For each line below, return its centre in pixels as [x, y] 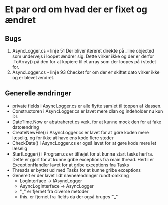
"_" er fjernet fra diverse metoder [54, 191]
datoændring [25, 127]
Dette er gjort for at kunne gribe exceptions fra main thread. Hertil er [83, 159]
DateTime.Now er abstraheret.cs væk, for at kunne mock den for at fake [87, 122]
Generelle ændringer [38, 94]
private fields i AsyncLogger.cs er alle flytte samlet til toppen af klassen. [87, 106]
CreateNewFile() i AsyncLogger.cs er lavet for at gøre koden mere [80, 132]
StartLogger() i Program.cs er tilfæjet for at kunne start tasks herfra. [82, 154]
